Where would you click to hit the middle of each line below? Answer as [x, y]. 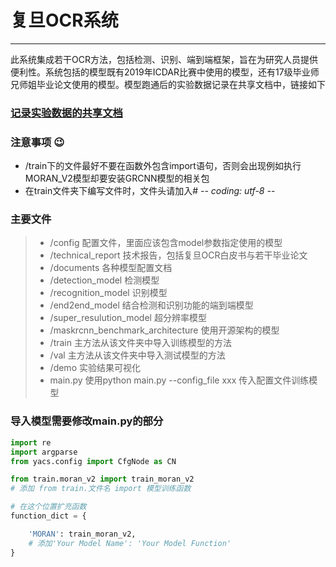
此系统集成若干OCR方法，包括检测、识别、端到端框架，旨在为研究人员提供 [164, 59]
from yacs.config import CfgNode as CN [93, 461]
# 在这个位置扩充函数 [48, 507]
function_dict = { [48, 516]
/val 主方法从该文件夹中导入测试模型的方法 [137, 355]
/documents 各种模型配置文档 [111, 268]
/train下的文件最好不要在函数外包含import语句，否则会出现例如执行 [163, 166]
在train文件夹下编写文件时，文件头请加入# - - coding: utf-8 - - [150, 191]
